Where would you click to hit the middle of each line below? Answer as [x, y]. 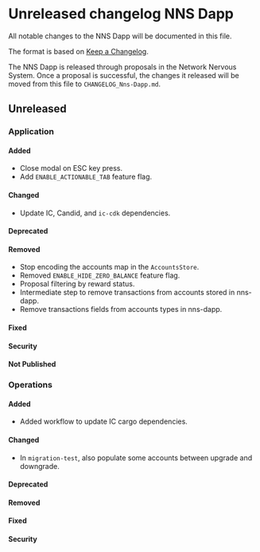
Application [31, 132]
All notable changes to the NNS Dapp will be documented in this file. [120, 36]
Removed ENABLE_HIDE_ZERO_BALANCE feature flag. [100, 275]
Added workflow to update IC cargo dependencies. [104, 422]
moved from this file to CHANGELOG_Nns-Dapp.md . [85, 84]
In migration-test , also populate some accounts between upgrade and [136, 457]
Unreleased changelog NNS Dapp [121, 14]
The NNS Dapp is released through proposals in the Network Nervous [122, 67]
